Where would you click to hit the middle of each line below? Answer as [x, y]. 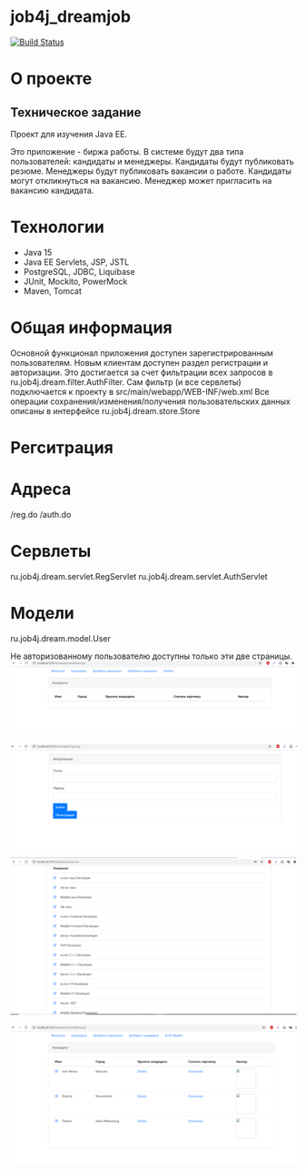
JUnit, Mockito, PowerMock [75, 281]
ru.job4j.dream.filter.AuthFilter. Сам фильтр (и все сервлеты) [126, 382]
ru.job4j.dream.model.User [61, 638]
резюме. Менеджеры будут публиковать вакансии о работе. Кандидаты [151, 171]
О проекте [51, 79]
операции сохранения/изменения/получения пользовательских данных [151, 401]
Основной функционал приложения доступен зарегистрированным [142, 353]
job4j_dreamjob [70, 17]
